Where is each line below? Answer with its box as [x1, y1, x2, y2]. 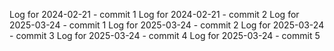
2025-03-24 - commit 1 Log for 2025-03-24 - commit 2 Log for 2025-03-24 [9, 19, 325, 31]
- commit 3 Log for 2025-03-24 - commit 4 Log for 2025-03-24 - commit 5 [9, 30, 321, 41]
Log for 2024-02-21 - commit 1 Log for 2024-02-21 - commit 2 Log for [9, 9, 300, 20]
